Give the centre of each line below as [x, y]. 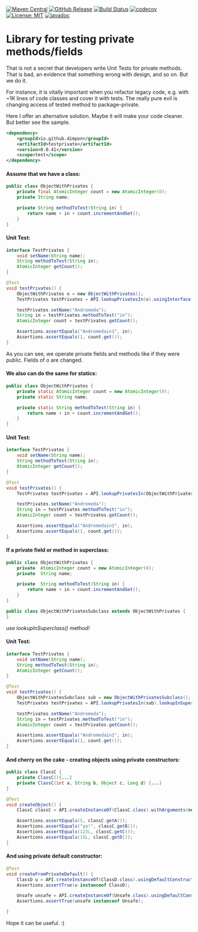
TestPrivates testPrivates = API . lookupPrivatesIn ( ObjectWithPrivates [105, 493]
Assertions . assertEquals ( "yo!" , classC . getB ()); [77, 826]
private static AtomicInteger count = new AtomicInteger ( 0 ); [93, 391]
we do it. [17, 80]
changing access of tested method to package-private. [73, 104]
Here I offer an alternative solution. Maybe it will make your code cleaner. [95, 116]
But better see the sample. [38, 122]
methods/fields [44, 52]
